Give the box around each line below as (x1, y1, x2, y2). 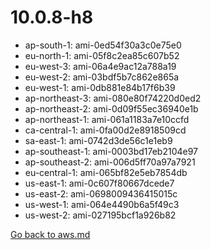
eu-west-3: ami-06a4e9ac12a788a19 (24, 60, 177, 72)
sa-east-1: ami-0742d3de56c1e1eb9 (24, 134, 173, 146)
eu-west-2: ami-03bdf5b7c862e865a (24, 71, 180, 83)
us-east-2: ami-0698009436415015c (24, 187, 178, 200)
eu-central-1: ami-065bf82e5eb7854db (24, 166, 188, 178)
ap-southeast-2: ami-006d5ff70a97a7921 (24, 156, 196, 168)
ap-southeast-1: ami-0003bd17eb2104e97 (24, 145, 199, 157)
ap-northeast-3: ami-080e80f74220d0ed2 (24, 92, 202, 104)
